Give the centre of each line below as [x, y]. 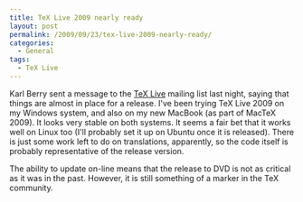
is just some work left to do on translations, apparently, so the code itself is [149, 142]
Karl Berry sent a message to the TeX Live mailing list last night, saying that [149, 93]
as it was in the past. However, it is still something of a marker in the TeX [144, 178]
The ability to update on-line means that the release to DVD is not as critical [150, 169]
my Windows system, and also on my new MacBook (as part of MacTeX [143, 113]
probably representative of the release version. [97, 151]
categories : [32, 43]
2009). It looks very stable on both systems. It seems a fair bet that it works [150, 122]
